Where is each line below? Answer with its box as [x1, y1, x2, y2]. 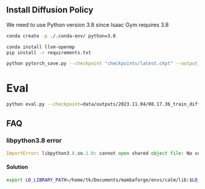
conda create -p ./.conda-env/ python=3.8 [6, 33, 116, 39]
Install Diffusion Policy [6, 5, 93, 15]
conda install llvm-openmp [6, 44, 75, 50]
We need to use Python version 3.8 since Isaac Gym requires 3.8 [6, 21, 169, 28]
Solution [6, 163, 29, 171]
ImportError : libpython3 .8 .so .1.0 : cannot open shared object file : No [6, 150, 192, 156]
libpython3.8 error [6, 137, 62, 145]
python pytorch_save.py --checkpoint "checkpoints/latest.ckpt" [6, 60, 173, 66]
